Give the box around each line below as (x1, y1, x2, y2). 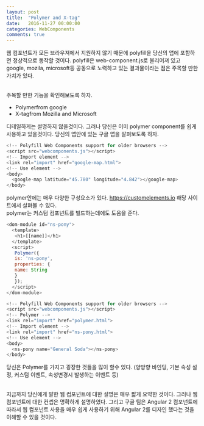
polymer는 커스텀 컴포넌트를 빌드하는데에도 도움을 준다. (6, 209, 139, 217)
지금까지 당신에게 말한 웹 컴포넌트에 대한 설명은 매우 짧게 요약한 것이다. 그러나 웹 (6, 391, 198, 398)
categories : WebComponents (6, 26, 75, 32)
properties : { (14, 261, 51, 267)
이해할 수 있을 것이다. (6, 413, 57, 421)
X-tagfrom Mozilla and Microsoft (15, 110, 97, 118)
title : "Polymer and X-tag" (6, 15, 80, 21)
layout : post (6, 9, 40, 15)
